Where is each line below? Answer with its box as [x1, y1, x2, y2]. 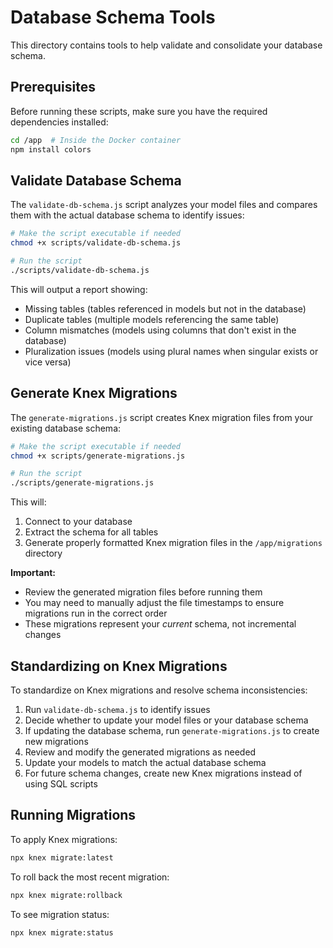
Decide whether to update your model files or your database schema [24, 714, 309, 726]
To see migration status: [10, 908, 110, 920]
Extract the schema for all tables [24, 526, 159, 538]
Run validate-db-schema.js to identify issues [24, 703, 211, 715]
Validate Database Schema [10, 172, 182, 189]
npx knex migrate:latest [10, 852, 114, 863]
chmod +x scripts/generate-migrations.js [10, 451, 186, 461]
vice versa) [24, 356, 72, 368]
